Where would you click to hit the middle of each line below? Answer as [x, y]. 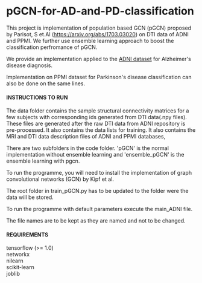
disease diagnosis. [30, 65]
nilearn [15, 261]
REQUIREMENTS [27, 235]
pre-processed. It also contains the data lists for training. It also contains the [101, 130]
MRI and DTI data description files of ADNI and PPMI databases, [86, 137]
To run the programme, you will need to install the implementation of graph [99, 173]
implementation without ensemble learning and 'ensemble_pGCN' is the [95, 155]
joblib [13, 274]
